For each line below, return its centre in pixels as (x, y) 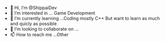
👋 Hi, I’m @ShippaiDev (33, 8)
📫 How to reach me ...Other (39, 34)
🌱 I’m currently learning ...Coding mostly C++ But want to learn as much (85, 18)
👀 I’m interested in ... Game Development (52, 13)
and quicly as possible (33, 23)
